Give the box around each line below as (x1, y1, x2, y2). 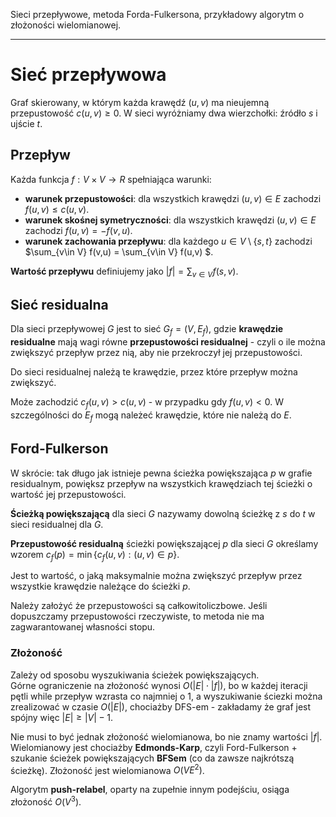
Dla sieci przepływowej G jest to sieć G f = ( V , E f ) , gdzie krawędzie (10, 323, 284, 338)
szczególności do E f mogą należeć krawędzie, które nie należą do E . (10, 409, 292, 423)
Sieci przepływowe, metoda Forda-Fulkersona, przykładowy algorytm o (10, 9, 305, 20)
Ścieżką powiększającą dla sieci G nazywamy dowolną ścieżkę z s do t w (10, 507, 316, 519)
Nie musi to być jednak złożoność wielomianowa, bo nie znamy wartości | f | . (10, 730, 323, 743)
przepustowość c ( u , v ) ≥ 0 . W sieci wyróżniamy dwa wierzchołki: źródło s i (10, 107, 318, 119)
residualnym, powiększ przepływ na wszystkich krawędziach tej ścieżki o (10, 477, 313, 489)
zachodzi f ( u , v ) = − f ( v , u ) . (24, 224, 133, 236)
